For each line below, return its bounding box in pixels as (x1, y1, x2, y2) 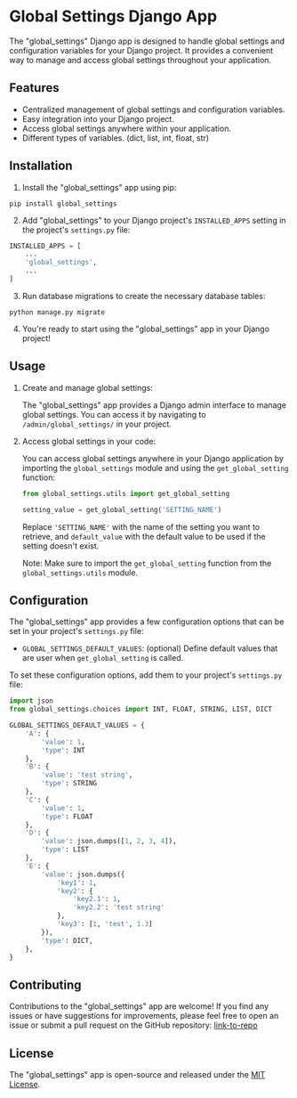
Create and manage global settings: (21, 382, 154, 393)
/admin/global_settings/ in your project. (21, 419, 172, 429)
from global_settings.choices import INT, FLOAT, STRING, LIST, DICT (9, 705, 273, 714)
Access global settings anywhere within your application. (21, 123, 231, 134)
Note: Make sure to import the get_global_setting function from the (21, 557, 272, 568)
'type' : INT (41, 745, 86, 754)
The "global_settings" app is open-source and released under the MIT (9, 1070, 266, 1080)
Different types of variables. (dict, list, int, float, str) (21, 132, 210, 143)
